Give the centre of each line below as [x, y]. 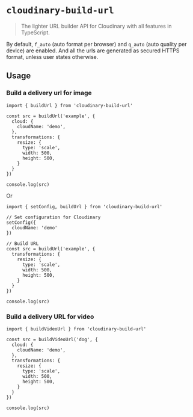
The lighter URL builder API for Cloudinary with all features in [96, 26]
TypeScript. [35, 32]
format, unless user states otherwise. [52, 57]
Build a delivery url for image [49, 93]
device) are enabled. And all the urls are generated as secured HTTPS [93, 51]
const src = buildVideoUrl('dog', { [52, 339]
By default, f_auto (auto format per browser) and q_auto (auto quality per [96, 44]
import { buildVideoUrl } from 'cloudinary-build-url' [76, 329]
